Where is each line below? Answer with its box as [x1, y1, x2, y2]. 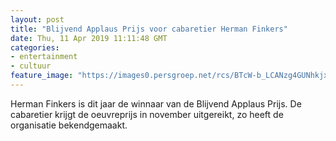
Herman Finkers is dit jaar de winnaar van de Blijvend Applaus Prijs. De [10, 97, 302, 110]
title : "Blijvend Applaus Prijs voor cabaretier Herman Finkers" [10, 24, 288, 34]
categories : [10, 42, 60, 53]
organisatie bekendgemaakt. [10, 119, 128, 131]
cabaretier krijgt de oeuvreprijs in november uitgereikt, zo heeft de [10, 108, 284, 120]
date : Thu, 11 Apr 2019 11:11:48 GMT [10, 33, 168, 43]
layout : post [10, 14, 65, 25]
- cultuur [10, 61, 52, 71]
